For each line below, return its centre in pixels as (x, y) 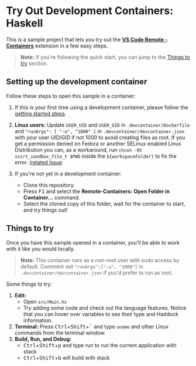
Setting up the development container (77, 82)
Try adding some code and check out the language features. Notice (105, 308)
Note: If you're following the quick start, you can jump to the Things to (105, 57)
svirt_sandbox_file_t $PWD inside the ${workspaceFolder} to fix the (95, 156)
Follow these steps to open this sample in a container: (71, 96)
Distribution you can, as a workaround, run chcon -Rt (78, 150)
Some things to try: (29, 284)
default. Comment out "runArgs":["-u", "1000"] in (82, 266)
